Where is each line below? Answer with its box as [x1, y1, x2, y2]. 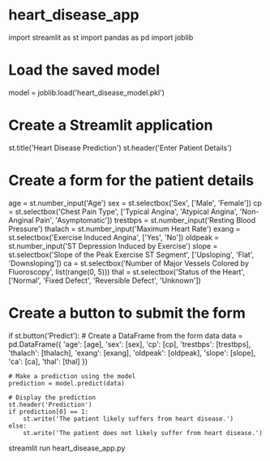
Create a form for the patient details [8, 172, 254, 190]
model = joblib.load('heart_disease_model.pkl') [8, 88, 165, 97]
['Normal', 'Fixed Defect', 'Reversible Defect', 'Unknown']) [8, 275, 201, 285]
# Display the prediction [8, 393, 96, 402]
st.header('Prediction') [8, 400, 92, 408]
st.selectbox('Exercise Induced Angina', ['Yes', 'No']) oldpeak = [8, 233, 220, 242]
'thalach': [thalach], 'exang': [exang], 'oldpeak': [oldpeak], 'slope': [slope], [8, 348, 256, 357]
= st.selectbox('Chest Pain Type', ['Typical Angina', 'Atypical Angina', [8, 207, 238, 216]
